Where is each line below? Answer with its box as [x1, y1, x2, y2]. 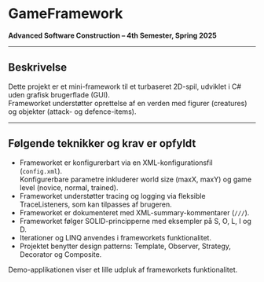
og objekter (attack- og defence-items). [8, 107, 137, 116]
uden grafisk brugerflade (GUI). [8, 90, 110, 99]
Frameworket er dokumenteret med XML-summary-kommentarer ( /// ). [19, 207, 250, 217]
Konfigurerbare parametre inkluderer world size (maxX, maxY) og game [19, 174, 252, 184]
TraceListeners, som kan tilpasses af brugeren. [19, 200, 172, 209]
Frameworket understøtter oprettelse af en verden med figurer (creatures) [8, 98, 247, 108]
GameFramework [8, 5, 123, 23]
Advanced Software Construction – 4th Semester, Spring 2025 [8, 31, 218, 40]
